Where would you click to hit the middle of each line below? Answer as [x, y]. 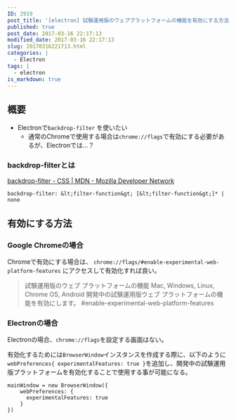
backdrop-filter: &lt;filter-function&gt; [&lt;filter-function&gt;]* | [116, 194]
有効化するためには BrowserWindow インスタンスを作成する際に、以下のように [117, 355]
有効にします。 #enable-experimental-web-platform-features [125, 303]
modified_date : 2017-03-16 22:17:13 [61, 40]
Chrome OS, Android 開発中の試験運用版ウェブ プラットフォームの [121, 294]
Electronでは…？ [71, 146]
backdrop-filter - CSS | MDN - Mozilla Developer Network [91, 181]
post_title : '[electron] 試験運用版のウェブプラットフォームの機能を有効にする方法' [120, 20]
